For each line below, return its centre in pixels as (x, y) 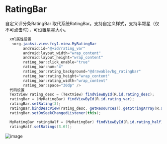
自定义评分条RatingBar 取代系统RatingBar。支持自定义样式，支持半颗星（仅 (82, 23)
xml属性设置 (20, 39)
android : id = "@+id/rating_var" (54, 48)
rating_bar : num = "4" (43, 67)
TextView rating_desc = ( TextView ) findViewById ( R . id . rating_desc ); (82, 95)
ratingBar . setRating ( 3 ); (35, 104)
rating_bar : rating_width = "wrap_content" (65, 80)
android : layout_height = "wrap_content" (63, 58)
